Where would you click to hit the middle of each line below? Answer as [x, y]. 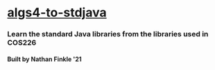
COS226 [22, 43]
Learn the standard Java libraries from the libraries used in [108, 34]
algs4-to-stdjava [57, 13]
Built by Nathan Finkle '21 [44, 59]
